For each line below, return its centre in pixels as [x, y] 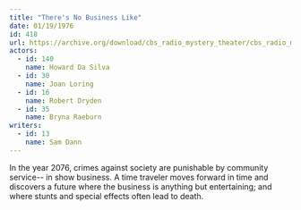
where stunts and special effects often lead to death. [107, 196]
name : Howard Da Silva [68, 68]
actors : [24, 51]
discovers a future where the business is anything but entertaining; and [141, 186]
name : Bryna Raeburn [64, 117]
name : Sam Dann [54, 142]
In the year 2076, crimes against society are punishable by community [139, 167]
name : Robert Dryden [64, 101]
